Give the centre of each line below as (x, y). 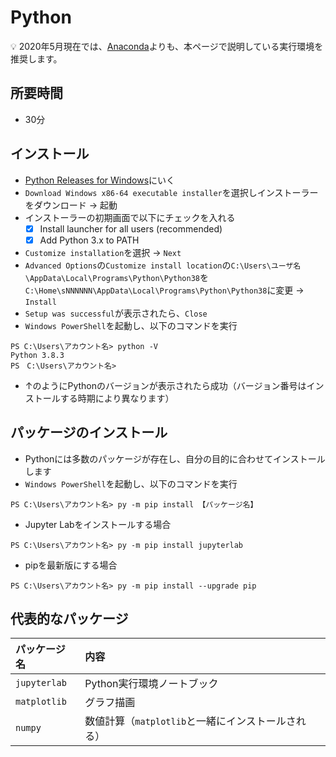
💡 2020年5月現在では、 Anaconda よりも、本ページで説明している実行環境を (167, 46)
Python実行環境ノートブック (151, 684)
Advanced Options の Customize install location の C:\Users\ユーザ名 (163, 265)
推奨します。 (36, 58)
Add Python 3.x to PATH (89, 240)
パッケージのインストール (89, 432)
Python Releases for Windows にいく (100, 180)
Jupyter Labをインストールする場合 (98, 524)
